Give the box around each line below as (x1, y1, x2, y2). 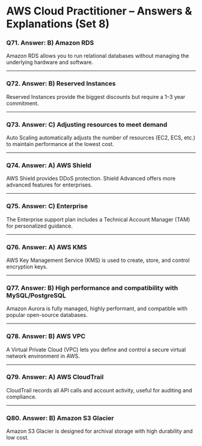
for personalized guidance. (6, 222, 73, 229)
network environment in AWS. (6, 352, 80, 360)
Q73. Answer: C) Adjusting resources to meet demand (6, 120, 167, 129)
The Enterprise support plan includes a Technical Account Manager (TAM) (6, 215, 191, 223)
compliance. (6, 393, 37, 400)
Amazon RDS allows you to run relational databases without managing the (6, 53, 189, 60)
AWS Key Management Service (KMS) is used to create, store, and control (6, 256, 190, 264)
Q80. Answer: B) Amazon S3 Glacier (6, 413, 114, 422)
